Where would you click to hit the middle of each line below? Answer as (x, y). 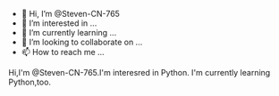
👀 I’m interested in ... (59, 23)
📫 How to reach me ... (63, 52)
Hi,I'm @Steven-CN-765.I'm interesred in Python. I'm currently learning (139, 72)
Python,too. (30, 82)
